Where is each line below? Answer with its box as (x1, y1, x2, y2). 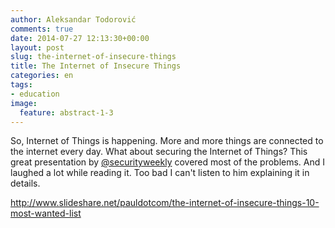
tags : (10, 80, 33, 90)
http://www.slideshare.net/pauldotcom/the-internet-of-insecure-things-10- (10, 197, 320, 209)
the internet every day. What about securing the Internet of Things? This (10, 146, 308, 158)
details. (10, 177, 41, 190)
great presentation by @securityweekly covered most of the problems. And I (10, 156, 326, 168)
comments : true (10, 24, 74, 34)
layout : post (10, 42, 65, 53)
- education (10, 89, 60, 99)
